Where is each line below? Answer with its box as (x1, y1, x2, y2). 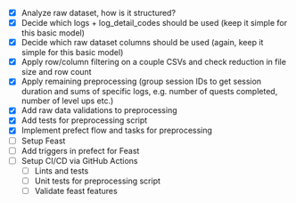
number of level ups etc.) (21, 95, 114, 106)
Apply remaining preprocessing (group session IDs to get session (21, 76, 262, 87)
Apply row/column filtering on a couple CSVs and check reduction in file (21, 57, 287, 68)
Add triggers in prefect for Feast (21, 145, 140, 156)
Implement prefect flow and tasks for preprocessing (21, 125, 213, 136)
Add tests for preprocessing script (21, 115, 148, 126)
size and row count (21, 67, 92, 77)
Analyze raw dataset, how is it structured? (21, 8, 176, 18)
